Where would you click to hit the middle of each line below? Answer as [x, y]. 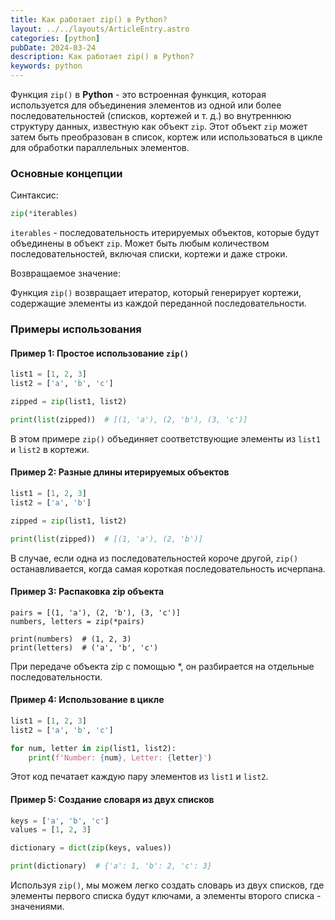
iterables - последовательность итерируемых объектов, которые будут [165, 233]
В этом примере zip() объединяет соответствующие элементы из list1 [165, 438]
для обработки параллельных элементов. [100, 147]
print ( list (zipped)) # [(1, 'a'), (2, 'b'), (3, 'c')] [129, 419]
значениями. [37, 907]
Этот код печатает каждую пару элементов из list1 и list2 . [139, 777]
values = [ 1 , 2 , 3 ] [51, 830]
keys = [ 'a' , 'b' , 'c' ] [60, 821]
